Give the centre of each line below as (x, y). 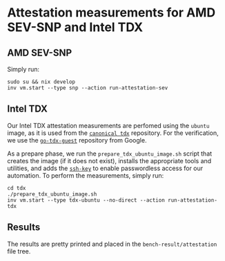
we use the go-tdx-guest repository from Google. (77, 140)
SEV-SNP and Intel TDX (75, 27)
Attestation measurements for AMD (111, 13)
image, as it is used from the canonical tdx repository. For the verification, (113, 133)
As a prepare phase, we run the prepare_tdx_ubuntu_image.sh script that (110, 154)
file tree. (19, 251)
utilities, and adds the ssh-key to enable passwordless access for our (105, 168)
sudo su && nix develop (41, 82)
